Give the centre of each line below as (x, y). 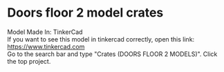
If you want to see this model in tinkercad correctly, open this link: (101, 39)
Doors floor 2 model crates (85, 13)
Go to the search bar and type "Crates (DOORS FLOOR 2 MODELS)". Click (112, 54)
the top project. (29, 61)
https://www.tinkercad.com (46, 46)
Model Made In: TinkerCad (45, 32)
